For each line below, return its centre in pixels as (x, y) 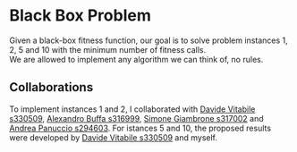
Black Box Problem (81, 16)
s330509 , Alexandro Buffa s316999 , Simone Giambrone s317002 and (136, 118)
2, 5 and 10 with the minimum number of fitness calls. (108, 49)
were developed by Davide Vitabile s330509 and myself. (113, 137)
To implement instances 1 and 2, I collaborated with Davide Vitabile (132, 109)
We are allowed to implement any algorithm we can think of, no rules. (136, 59)
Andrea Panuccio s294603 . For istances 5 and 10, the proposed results (140, 128)
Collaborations (51, 87)
